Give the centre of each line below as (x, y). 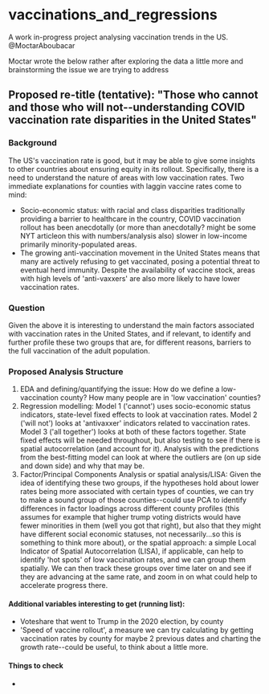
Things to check (36, 666)
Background (33, 143)
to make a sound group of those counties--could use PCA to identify (133, 500)
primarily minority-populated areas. (78, 244)
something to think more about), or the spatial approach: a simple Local (138, 543)
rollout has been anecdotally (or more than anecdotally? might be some (138, 227)
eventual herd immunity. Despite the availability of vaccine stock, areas (137, 270)
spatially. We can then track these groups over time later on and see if (136, 569)
